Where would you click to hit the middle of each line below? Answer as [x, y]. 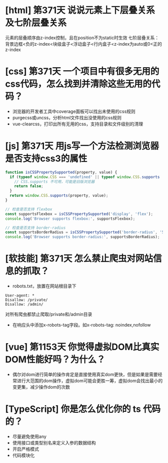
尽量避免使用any [29, 436]
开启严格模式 [25, 449]
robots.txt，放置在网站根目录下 [44, 286]
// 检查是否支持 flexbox [29, 209]
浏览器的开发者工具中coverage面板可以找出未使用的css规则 [74, 111]
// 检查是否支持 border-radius [35, 228]
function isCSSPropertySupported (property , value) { [61, 172]
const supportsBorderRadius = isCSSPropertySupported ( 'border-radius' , [81, 232]
